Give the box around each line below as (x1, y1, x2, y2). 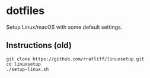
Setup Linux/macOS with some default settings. (6, 23, 123, 30)
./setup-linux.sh (6, 66, 49, 72)
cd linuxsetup (6, 61, 42, 67)
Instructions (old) (6, 40, 72, 50)
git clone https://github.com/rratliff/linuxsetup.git (6, 56, 145, 62)
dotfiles (6, 4, 45, 18)
